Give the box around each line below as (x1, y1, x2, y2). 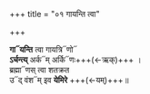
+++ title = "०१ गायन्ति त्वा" (9, 9, 100, 19)
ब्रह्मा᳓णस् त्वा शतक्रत (9, 64, 70, 75)
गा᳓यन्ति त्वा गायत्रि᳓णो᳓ (9, 44, 77, 54)
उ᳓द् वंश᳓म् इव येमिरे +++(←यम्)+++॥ (9, 75, 129, 85)
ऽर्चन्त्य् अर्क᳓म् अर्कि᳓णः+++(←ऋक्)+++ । (9, 54, 142, 65)
